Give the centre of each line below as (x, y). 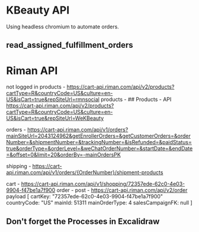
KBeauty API (38, 10)
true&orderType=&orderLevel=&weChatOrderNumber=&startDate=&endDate (99, 149)
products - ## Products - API (136, 99)
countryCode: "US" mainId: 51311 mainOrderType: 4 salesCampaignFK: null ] (99, 203)
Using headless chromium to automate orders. (63, 27)
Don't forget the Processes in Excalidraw (83, 221)
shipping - (19, 166)
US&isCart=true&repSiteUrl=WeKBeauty (55, 118)
